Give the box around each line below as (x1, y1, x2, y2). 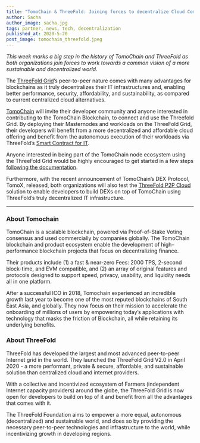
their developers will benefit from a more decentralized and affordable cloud (6, 127, 193, 134)
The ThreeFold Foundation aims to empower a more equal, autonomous (6, 411, 182, 418)
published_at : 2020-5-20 (6, 31, 68, 37)
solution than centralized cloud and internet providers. (6, 368, 139, 376)
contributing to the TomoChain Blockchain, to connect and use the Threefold (6, 114, 194, 121)
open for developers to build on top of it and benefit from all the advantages (6, 393, 192, 400)
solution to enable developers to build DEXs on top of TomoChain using (6, 188, 182, 195)
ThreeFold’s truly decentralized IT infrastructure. (6, 195, 125, 201)
